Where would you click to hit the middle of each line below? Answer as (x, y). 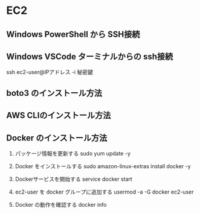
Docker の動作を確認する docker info (61, 204)
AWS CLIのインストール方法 (59, 115)
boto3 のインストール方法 (54, 93)
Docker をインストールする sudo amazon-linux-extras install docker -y (103, 166)
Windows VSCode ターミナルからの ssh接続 (90, 56)
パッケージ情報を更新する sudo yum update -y (73, 153)
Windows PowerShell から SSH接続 (73, 34)
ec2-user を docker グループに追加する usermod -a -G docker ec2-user (105, 192)
